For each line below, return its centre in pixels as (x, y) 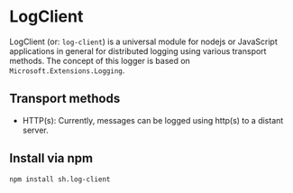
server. (36, 130)
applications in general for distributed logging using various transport (138, 51)
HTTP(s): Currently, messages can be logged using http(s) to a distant (153, 120)
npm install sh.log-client (60, 179)
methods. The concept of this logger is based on (100, 60)
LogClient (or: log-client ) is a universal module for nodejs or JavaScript (143, 41)
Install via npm (51, 158)
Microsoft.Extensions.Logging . (67, 70)
